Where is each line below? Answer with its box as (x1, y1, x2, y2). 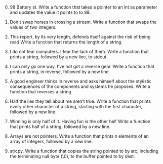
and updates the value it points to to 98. (9, 9, 91, 15)
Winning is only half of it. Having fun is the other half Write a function (9, 119, 151, 124)
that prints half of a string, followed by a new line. (9, 123, 111, 129)
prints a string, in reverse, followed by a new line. (9, 69, 110, 75)
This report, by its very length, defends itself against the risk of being (9, 34, 151, 40)
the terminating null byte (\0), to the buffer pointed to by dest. (9, 153, 135, 159)
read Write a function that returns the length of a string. (9, 39, 122, 45)
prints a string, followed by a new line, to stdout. (9, 54, 108, 60)
